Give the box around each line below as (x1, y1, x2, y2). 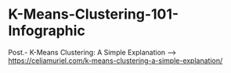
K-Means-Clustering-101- (8, 5, 179, 23)
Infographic (8, 22, 86, 40)
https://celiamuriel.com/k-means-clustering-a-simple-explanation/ (8, 56, 223, 65)
